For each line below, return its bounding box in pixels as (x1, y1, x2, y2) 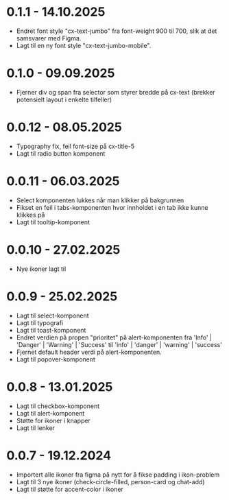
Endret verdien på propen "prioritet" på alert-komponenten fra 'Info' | (16, 333, 212, 342)
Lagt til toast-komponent (16, 326, 86, 334)
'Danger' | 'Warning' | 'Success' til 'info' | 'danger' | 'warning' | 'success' (16, 340, 222, 348)
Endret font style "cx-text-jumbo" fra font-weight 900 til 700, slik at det (16, 27, 217, 35)
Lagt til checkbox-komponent (16, 402, 100, 410)
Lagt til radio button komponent (16, 149, 106, 158)
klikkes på (16, 211, 45, 219)
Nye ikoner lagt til (16, 265, 67, 273)
